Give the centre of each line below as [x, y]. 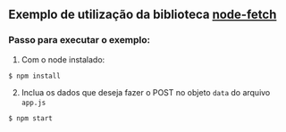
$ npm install [35, 76]
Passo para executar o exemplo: [80, 40]
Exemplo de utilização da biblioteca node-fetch [143, 15]
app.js [34, 103]
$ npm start [30, 118]
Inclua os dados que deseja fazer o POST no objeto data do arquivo [146, 92]
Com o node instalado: [63, 59]
